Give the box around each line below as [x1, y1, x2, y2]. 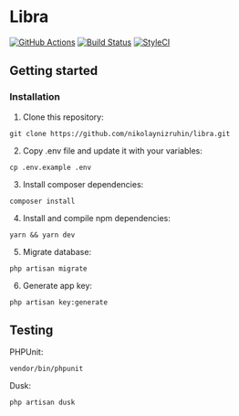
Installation [9, 91, 61, 103]
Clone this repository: [22, 112, 104, 123]
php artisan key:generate [9, 297, 108, 307]
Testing [9, 323, 54, 338]
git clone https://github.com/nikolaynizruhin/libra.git [9, 129, 231, 138]
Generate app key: [22, 280, 93, 291]
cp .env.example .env [9, 163, 92, 172]
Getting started [9, 63, 99, 79]
